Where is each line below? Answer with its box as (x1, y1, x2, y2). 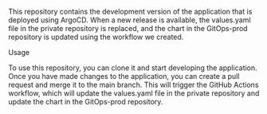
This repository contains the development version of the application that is (8, 7, 253, 16)
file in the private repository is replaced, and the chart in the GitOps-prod (8, 24, 249, 33)
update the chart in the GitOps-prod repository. (8, 97, 163, 106)
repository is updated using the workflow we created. (8, 32, 184, 41)
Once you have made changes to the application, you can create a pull (8, 72, 240, 81)
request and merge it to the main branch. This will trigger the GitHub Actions (8, 80, 259, 89)
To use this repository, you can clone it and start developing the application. (8, 63, 257, 73)
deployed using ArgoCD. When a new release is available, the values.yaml (8, 15, 251, 25)
